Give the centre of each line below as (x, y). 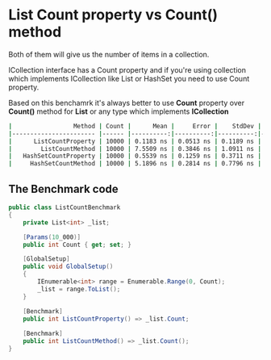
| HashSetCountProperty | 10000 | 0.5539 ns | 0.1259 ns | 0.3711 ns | (135, 156)
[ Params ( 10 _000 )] (52, 237)
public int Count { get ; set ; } (77, 245)
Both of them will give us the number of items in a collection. (109, 54)
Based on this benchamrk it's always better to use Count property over (127, 103)
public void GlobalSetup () (68, 267)
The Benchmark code (63, 188)
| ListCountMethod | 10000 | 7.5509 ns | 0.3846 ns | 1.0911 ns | (135, 149)
